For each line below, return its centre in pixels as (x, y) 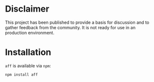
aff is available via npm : (28, 66)
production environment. (30, 33)
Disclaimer (27, 9)
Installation (28, 52)
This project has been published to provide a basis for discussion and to (77, 22)
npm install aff (21, 74)
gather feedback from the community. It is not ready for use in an (70, 27)
